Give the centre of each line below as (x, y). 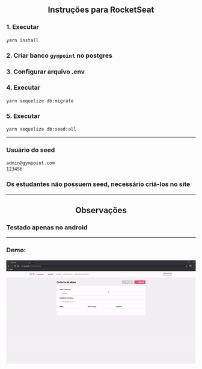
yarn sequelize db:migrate (40, 101)
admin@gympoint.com (31, 163)
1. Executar (23, 27)
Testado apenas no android (47, 228)
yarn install (23, 40)
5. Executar (23, 116)
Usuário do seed (31, 150)
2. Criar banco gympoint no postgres (59, 55)
